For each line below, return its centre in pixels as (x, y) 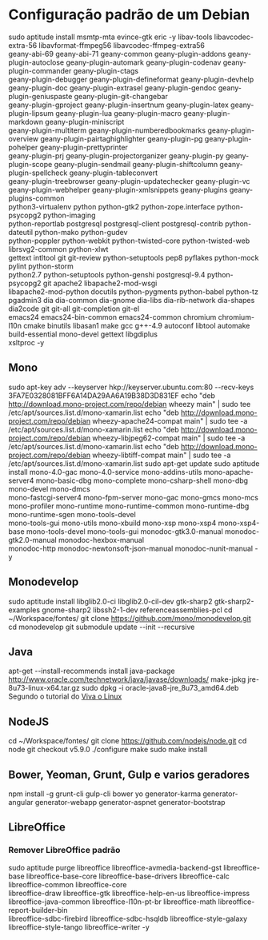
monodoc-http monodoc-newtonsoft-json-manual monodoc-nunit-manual (131, 548)
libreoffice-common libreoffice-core (68, 884)
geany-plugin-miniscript (85, 121)
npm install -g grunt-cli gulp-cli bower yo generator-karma (105, 794)
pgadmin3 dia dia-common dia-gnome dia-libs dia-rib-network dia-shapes (132, 300)
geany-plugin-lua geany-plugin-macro (119, 113)
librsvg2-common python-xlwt (58, 249)
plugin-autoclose (36, 62)
